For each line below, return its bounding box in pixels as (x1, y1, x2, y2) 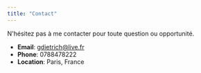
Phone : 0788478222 (17, 50, 77, 58)
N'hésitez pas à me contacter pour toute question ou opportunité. (7, 29, 195, 38)
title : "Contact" (7, 10, 58, 17)
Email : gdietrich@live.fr (17, 42, 85, 51)
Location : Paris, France (17, 57, 85, 66)
